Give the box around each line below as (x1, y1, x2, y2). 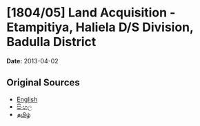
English (16, 95, 38, 103)
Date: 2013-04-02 (6, 56, 59, 65)
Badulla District (6, 34, 97, 50)
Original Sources (6, 77, 80, 89)
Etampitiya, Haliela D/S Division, (6, 19, 194, 35)
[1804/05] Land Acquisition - (6, 5, 176, 21)
